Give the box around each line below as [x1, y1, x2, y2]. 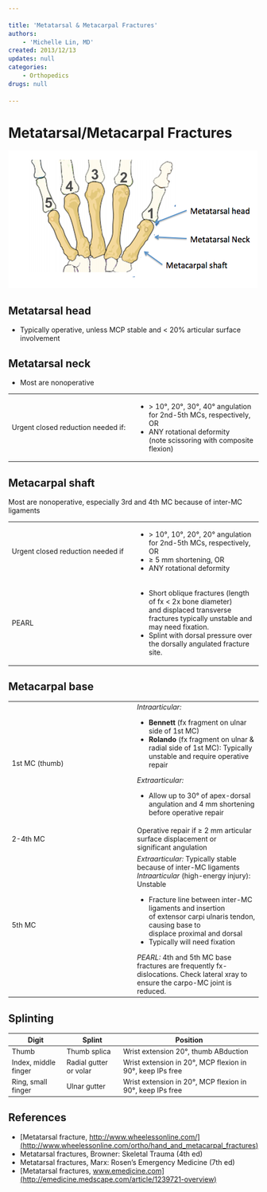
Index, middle [11, 1057, 56, 1067]
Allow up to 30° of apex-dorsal [148, 791, 251, 800]
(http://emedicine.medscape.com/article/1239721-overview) [19, 1174, 217, 1184]
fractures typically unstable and [148, 614, 253, 623]
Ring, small [11, 1077, 48, 1087]
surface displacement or [137, 834, 217, 844]
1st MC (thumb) [11, 759, 64, 768]
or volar [66, 1066, 92, 1075]
